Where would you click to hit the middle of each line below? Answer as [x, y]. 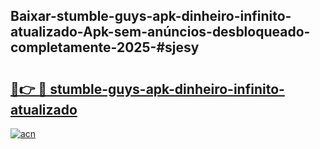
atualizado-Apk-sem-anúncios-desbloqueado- [160, 32]
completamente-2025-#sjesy [105, 47]
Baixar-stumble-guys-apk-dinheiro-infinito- [151, 16]
